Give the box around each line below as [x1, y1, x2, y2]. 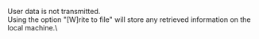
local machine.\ [7, 23, 58, 32]
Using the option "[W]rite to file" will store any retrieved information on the [7, 15, 251, 24]
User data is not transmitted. [7, 7, 101, 16]
